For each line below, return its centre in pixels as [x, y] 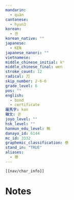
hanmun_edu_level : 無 [28, 129]
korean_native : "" [25, 39]
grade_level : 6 [21, 86]
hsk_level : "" [20, 124]
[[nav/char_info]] [25, 171]
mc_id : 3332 [18, 138]
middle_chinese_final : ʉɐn [34, 67]
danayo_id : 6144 [22, 133]
